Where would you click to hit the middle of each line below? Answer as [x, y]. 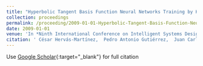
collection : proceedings [37, 17]
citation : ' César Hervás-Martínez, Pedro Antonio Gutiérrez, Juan [96, 40]
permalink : [20, 23]
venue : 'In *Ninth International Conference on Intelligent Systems [94, 34]
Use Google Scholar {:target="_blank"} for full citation [72, 57]
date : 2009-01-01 [28, 28]
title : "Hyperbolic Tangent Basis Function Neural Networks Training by [100, 12]
